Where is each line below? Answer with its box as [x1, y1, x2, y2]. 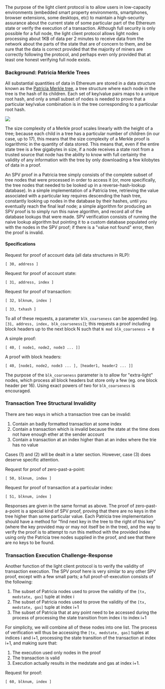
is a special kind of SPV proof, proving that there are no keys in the [21, 508, 157, 514]
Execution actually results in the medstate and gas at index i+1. [12, 660, 140, 666]
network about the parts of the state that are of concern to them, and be [5, 41, 152, 46]
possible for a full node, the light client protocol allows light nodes [5, 31, 139, 36]
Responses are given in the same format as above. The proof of [5, 503, 134, 508]
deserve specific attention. [5, 457, 60, 462]
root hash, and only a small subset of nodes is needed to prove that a [5, 96, 146, 102]
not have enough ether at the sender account [12, 431, 104, 437]
